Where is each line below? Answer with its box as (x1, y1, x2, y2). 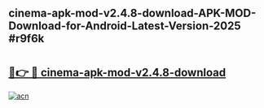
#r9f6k (8, 32, 45, 45)
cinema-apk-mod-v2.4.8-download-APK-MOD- (8, 6, 257, 20)
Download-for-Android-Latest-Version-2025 (8, 19, 242, 33)
